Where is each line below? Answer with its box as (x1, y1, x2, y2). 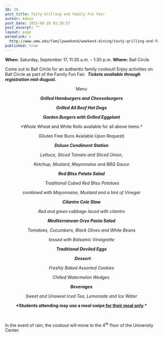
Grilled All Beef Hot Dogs (56, 105, 107, 110)
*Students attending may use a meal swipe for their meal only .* (16, 302, 147, 308)
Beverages (70, 284, 93, 289)
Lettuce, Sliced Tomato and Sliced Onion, (40, 152, 123, 158)
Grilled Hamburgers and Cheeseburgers (40, 95, 123, 101)
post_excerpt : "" (5, 25, 40, 30)
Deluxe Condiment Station (54, 142, 109, 148)
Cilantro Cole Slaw (62, 199, 101, 205)
